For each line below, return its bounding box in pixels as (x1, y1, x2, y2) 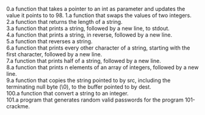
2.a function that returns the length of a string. (6, 18, 123, 25)
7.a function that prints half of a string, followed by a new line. (6, 57, 162, 64)
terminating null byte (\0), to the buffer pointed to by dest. (6, 83, 151, 91)
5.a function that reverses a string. (6, 38, 93, 45)
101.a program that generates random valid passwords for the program (6, 96, 184, 103)
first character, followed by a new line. (6, 51, 103, 57)
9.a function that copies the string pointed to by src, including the (6, 76, 171, 84)
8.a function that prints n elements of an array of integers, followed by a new (6, 64, 199, 71)
